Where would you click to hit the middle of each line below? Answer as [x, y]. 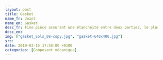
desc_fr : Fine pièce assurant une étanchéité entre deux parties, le [77, 28]
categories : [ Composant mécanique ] [41, 50]
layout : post [18, 9]
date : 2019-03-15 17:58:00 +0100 [39, 45]
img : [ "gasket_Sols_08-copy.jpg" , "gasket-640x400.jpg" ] [64, 37]
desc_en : [14, 32]
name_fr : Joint [20, 18]
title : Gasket [19, 14]
